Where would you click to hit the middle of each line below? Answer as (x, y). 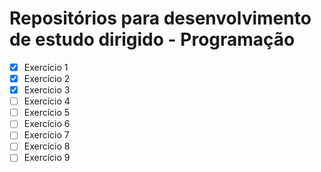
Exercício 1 (46, 67)
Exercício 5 (47, 113)
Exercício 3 (47, 90)
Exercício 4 (47, 101)
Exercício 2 (47, 78)
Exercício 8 (47, 146)
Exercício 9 (47, 158)
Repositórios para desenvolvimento (160, 18)
